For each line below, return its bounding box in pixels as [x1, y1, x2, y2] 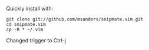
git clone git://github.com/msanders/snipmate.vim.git [6, 16, 144, 22]
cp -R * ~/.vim [6, 26, 44, 32]
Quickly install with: [6, 5, 54, 12]
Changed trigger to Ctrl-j [6, 37, 67, 44]
